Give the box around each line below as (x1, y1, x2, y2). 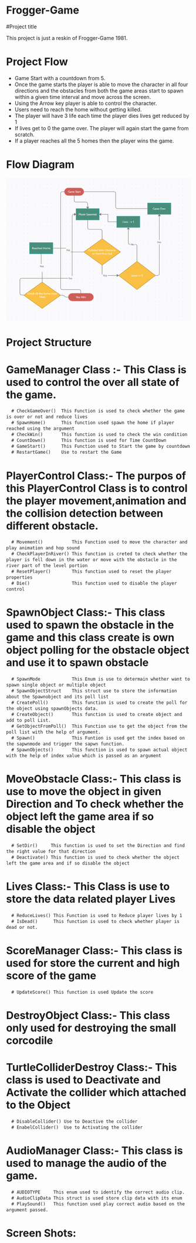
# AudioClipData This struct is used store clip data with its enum (11, 1195, 183, 1201)
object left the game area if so (6, 810, 154, 823)
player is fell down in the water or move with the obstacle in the (6, 557, 177, 563)
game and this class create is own (6, 631, 175, 644)
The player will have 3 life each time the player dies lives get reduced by (14, 112, 190, 119)
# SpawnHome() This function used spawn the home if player (11, 420, 175, 426)
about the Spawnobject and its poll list (6, 694, 109, 700)
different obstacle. (6, 519, 99, 532)
